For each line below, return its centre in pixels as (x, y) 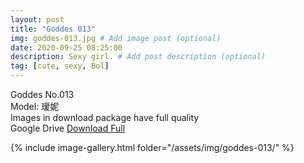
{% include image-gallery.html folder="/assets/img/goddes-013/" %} (152, 147)
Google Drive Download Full (68, 128)
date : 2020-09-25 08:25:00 (66, 47)
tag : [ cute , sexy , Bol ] (60, 66)
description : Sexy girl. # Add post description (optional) (138, 57)
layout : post (37, 19)
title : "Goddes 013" (53, 29)
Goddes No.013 (42, 94)
